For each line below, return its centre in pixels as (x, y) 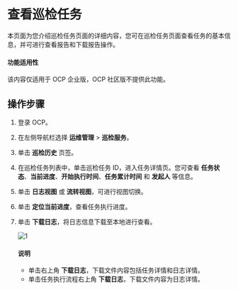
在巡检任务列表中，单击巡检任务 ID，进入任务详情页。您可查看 (108, 167)
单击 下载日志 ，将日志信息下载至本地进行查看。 (87, 222)
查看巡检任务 (45, 15)
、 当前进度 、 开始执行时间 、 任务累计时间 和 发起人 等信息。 (110, 176)
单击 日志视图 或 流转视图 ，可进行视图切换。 (82, 191)
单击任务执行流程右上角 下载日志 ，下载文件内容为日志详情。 (116, 279)
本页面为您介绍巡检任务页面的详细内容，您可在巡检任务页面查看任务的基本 (116, 36)
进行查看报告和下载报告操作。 (75, 44)
